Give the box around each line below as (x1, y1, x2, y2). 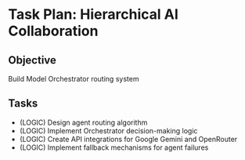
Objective (8, 53, 57, 67)
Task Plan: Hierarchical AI (8, 5, 178, 24)
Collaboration (8, 22, 99, 40)
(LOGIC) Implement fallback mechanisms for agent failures (19, 143, 209, 152)
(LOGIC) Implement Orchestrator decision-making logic (19, 125, 198, 135)
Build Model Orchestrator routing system (8, 75, 139, 83)
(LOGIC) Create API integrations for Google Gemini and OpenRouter (19, 134, 238, 144)
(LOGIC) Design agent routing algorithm (19, 118, 148, 127)
